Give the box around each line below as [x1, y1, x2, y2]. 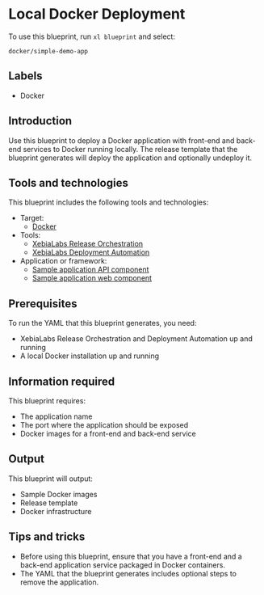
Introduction [8, 114, 73, 128]
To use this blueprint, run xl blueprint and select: [8, 32, 176, 41]
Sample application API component [31, 264, 149, 275]
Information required [8, 374, 115, 388]
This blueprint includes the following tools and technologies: [8, 197, 209, 207]
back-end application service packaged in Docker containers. [19, 559, 226, 570]
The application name [19, 411, 93, 421]
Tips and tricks [8, 530, 86, 544]
